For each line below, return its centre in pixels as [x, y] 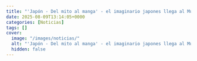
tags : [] [17, 28]
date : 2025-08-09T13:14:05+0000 [45, 17]
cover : [14, 33]
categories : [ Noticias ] [35, 22]
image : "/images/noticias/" [46, 38]
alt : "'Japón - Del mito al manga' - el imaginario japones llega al [98, 44]
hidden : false [28, 49]
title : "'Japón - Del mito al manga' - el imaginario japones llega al [95, 11]
